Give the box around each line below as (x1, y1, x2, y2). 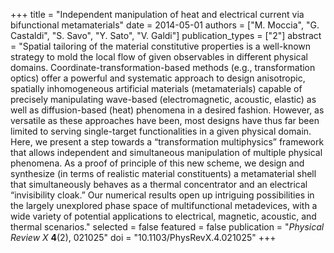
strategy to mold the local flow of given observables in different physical (10, 51, 308, 63)
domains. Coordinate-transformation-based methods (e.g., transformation (10, 62, 316, 73)
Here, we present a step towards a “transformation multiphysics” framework (10, 136, 325, 148)
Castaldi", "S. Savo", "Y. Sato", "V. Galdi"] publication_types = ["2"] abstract (10, 30, 322, 41)
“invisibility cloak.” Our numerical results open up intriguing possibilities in (10, 189, 315, 201)
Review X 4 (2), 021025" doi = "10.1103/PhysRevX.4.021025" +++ (10, 232, 277, 243)
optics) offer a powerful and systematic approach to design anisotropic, (10, 72, 306, 84)
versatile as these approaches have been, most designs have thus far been (10, 115, 320, 126)
